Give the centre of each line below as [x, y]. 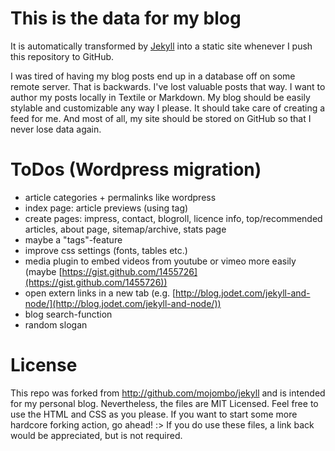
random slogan [56, 324]
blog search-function [68, 314]
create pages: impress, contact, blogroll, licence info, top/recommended [173, 218]
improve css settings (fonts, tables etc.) [106, 250]
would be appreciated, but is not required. [96, 435]
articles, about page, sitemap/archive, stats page [125, 229]
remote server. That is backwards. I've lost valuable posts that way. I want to [168, 86]
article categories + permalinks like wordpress [120, 197]
